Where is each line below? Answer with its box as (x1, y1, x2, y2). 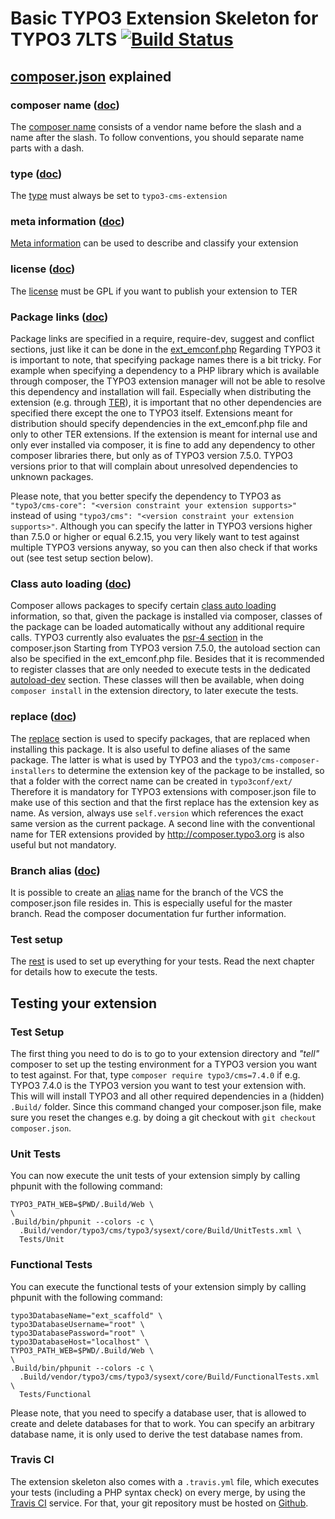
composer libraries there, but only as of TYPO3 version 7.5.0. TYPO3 (10, 450, 293, 462)
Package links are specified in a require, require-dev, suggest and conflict (10, 333, 315, 345)
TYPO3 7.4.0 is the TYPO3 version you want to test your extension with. (10, 1079, 307, 1091)
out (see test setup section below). (10, 552, 154, 564)
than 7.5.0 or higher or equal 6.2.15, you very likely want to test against (10, 531, 300, 543)
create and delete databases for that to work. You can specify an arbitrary (10, 1417, 315, 1429)
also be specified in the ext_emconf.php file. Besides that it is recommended (10, 653, 325, 665)
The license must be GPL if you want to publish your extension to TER (10, 285, 298, 297)
